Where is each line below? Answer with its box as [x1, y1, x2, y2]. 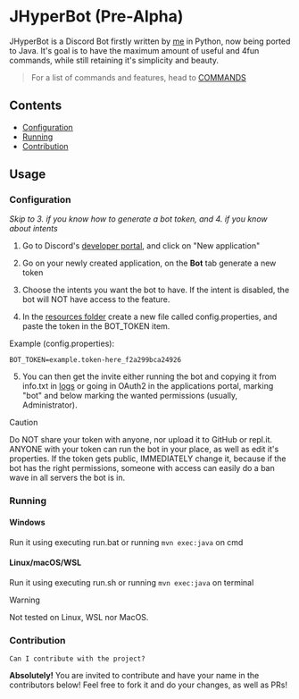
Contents [9, 98, 62, 114]
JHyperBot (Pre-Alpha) [9, 6, 184, 27]
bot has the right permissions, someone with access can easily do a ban [9, 463, 275, 474]
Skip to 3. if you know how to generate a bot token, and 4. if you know [9, 214, 268, 224]
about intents [9, 223, 58, 234]
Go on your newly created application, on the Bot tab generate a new [21, 257, 277, 269]
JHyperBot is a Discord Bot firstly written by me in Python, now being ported [9, 36, 291, 46]
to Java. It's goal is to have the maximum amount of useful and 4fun [9, 45, 260, 55]
